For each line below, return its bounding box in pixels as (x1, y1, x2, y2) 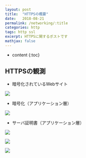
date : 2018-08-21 (5, 16, 44, 21)
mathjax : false (5, 39, 36, 44)
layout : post (5, 7, 31, 12)
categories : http (5, 25, 40, 30)
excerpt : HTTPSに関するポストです (5, 34, 68, 39)
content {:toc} (12, 52, 40, 58)
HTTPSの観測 (5, 67, 46, 76)
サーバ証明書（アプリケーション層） (12, 120, 85, 126)
